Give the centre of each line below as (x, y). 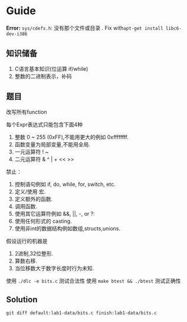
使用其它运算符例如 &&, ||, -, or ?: (55, 213)
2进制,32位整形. (34, 253)
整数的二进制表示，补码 (43, 76)
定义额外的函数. (34, 199)
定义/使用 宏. (30, 191)
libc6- (173, 28)
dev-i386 (17, 34)
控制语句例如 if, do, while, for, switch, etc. (65, 184)
